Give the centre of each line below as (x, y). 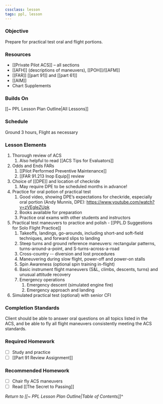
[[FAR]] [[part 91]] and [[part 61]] (45, 76)
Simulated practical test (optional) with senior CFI (62, 295)
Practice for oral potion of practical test (51, 192)
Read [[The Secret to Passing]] (43, 387)
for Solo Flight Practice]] (36, 228)
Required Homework (30, 342)
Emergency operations (42, 279)
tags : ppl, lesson (24, 14)
